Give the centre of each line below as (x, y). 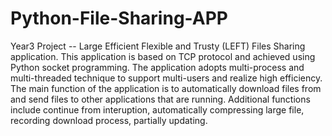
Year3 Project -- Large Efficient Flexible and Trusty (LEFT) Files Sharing (158, 46)
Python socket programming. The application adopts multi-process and (157, 67)
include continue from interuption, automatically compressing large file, (157, 109)
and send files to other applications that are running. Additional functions (160, 99)
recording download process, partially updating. (109, 120)
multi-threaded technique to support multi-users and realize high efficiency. (166, 78)
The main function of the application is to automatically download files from (166, 88)
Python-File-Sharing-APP (119, 18)
